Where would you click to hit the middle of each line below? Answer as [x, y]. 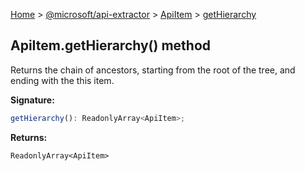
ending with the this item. [62, 80]
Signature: [32, 100]
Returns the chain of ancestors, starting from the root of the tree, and [153, 70]
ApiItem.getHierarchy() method [111, 45]
